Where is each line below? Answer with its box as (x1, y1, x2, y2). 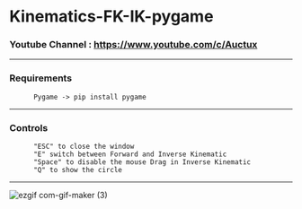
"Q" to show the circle (32, 166, 123, 175)
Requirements (9, 72, 73, 84)
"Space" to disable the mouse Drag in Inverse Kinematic (32, 158, 252, 167)
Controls (9, 121, 49, 134)
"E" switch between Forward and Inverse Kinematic (32, 150, 227, 159)
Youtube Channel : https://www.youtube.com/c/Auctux (9, 39, 258, 51)
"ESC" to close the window (32, 142, 135, 152)
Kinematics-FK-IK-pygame (9, 6, 214, 27)
